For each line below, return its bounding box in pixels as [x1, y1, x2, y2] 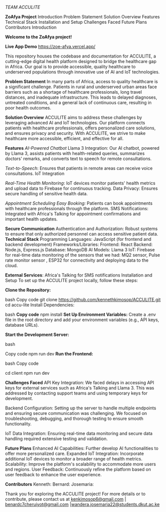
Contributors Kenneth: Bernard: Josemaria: [5, 481, 94, 487]
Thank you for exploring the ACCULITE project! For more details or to [5, 491, 146, 497]
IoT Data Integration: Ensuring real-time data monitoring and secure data [5, 431, 153, 436]
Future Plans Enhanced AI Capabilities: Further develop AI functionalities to [5, 446, 159, 451]
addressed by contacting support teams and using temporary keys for [5, 390, 148, 396]
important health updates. [5, 216, 58, 222]
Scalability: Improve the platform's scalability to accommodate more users [5, 461, 156, 467]
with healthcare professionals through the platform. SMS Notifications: [5, 206, 149, 211]
